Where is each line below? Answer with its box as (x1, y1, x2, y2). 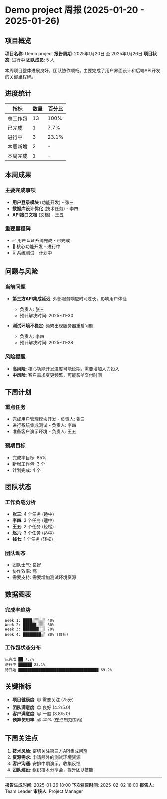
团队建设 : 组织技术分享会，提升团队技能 (12, 767, 93, 773)
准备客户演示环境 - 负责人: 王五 (12, 428, 77, 435)
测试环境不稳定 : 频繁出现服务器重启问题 (12, 323, 93, 329)
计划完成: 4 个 (12, 467, 41, 473)
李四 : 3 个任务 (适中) (12, 517, 54, 523)
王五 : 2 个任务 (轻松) (12, 524, 54, 530)
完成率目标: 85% (12, 454, 47, 460)
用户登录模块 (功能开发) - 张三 (12, 199, 74, 205)
